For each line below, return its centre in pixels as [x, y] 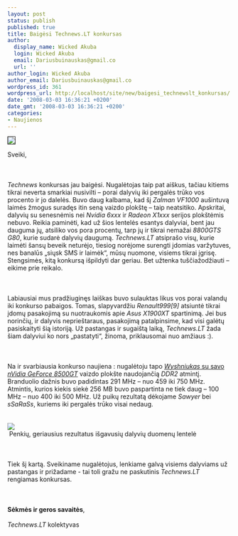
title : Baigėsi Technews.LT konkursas [65, 34]
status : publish [31, 21]
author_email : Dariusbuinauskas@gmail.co [70, 80]
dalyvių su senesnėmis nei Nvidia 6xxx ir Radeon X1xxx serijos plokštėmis [116, 215]
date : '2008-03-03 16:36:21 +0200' [60, 100]
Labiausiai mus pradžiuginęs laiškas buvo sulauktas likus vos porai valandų [117, 298]
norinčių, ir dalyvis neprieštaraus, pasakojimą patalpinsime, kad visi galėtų [116, 320]
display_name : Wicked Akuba [55, 47]
